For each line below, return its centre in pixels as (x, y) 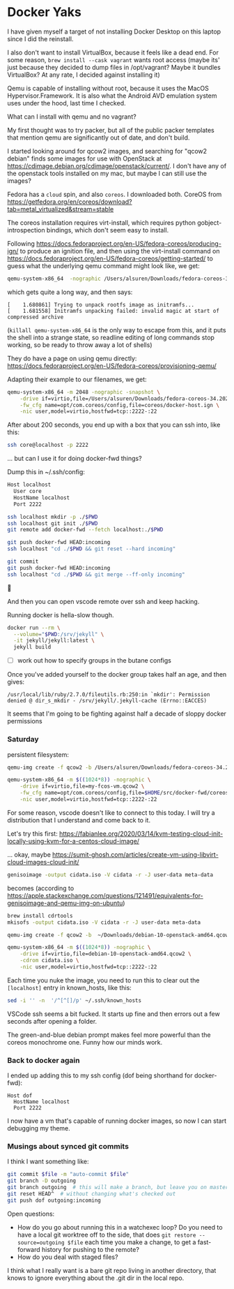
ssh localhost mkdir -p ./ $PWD (53, 517)
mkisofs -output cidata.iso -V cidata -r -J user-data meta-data (104, 922)
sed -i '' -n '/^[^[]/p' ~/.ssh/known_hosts (74, 1000)
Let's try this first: (32, 833)
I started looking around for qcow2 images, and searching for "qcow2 (107, 151)
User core (28, 492)
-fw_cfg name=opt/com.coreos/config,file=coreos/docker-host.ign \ (119, 405)
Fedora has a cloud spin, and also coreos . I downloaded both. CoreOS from (115, 194)
